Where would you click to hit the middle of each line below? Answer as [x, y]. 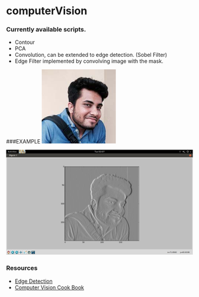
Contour [25, 42]
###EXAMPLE [23, 142]
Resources [22, 268]
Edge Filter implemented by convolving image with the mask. [89, 61]
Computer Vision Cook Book [49, 287]
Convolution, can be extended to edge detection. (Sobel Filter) [91, 55]
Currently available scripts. [46, 30]
